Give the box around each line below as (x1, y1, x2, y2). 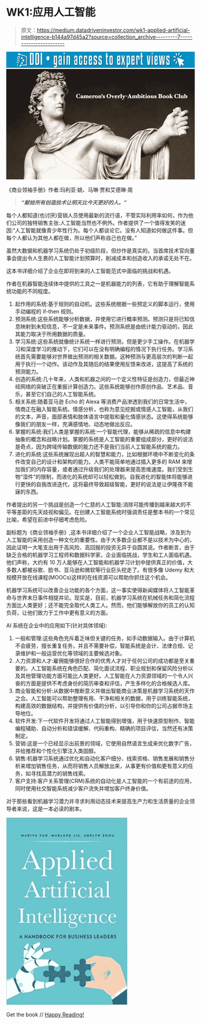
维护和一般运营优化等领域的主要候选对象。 (20, 650, 126, 657)
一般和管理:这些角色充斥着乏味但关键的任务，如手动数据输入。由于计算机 (14, 635, 195, 642)
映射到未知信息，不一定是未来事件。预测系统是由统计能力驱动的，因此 (20, 323, 193, 331)
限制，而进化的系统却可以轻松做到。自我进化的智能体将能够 (41, 473, 188, 481)
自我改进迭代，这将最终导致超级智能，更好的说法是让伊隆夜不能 (35, 481, 193, 488)
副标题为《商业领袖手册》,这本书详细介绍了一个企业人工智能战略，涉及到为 (6, 529, 191, 536)
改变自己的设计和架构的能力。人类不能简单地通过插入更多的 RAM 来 (20, 458, 187, 466)
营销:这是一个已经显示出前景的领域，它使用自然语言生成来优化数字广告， (14, 740, 195, 747)
